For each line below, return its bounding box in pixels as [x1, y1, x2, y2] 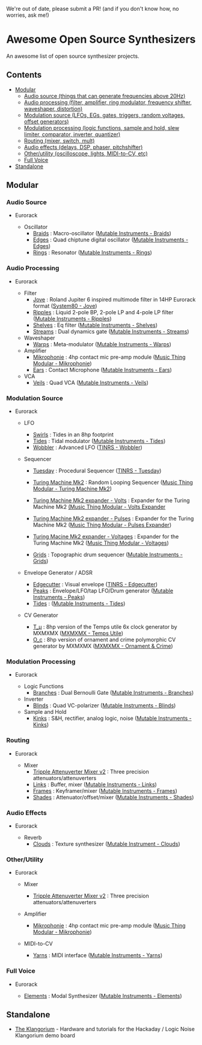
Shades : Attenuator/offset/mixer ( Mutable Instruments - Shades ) [32, 793, 194, 801]
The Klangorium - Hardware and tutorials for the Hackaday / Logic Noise [14, 1026, 195, 1033]
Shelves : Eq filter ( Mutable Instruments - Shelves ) [32, 321, 158, 329]
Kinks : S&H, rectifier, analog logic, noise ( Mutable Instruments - [32, 715, 192, 722]
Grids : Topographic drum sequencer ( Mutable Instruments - [32, 551, 183, 559]
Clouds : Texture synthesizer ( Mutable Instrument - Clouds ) [32, 840, 180, 848]
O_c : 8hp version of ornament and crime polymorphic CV [32, 636, 176, 643]
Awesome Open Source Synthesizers [6, 33, 196, 46]
